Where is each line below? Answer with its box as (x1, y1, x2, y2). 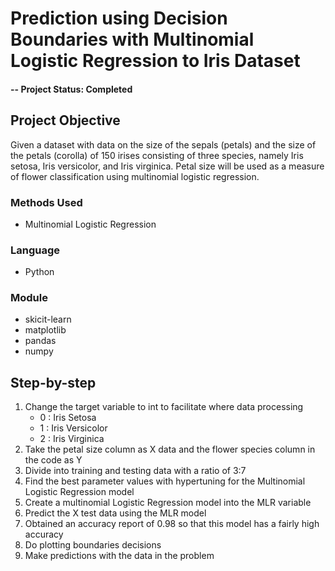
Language (10, 243, 61, 257)
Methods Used (10, 195, 83, 209)
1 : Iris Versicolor (39, 422, 108, 434)
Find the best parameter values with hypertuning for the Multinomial (24, 475, 306, 487)
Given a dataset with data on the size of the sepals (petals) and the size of (10, 138, 317, 151)
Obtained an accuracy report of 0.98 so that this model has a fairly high (24, 518, 320, 530)
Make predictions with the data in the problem (24, 550, 215, 562)
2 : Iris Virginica (39, 433, 105, 445)
